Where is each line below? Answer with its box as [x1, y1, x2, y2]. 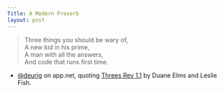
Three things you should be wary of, [24, 35, 129, 44]
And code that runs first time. [24, 57, 109, 66]
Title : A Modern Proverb [7, 10, 79, 17]
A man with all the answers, [24, 50, 104, 59]
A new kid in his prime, [24, 43, 90, 51]
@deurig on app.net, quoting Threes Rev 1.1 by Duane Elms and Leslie [17, 71, 218, 80]
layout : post [7, 17, 45, 24]
